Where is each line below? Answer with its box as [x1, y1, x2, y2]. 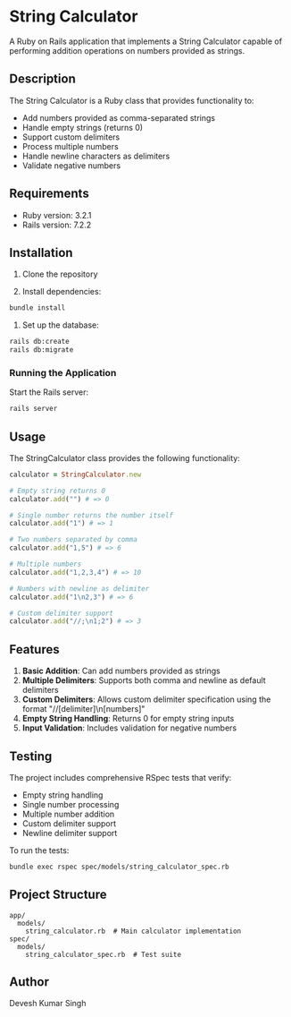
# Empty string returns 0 [9, 486, 105, 495]
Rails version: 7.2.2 [21, 219, 92, 230]
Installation [9, 244, 73, 261]
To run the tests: [9, 844, 70, 856]
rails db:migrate [9, 346, 74, 355]
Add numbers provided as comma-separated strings [21, 112, 216, 123]
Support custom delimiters [21, 132, 121, 142]
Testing [9, 748, 53, 764]
